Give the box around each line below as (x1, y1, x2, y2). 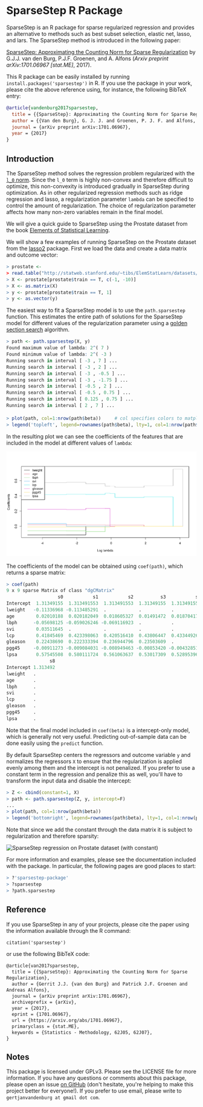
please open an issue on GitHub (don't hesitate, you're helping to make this (6, 1081, 194, 1088)
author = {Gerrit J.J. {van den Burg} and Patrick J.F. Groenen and (11, 981, 188, 987)
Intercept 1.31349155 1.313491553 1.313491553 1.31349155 (6, 601, 166, 607)
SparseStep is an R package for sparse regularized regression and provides (6, 24, 195, 31)
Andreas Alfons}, (6, 987, 50, 993)
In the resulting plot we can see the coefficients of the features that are (6, 432, 183, 440)
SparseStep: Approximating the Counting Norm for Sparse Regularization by (6, 48, 196, 55)
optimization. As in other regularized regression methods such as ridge (6, 189, 183, 196)
